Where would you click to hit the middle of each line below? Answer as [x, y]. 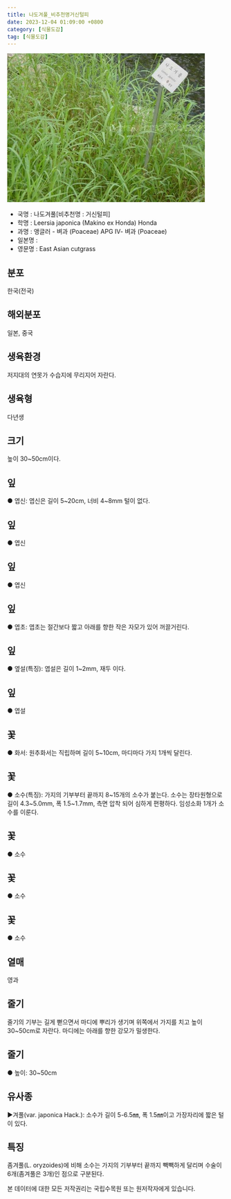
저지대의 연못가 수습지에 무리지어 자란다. [62, 375]
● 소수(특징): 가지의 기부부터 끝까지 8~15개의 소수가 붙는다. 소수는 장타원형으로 [115, 794]
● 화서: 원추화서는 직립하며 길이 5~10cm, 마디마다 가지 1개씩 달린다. [100, 752]
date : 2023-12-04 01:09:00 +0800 [55, 22]
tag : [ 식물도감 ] [28, 37]
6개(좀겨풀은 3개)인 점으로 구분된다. [56, 1174]
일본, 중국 [20, 332]
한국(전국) [21, 291]
